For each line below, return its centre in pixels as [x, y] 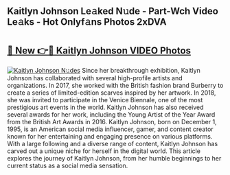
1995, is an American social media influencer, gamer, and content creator [111, 129]
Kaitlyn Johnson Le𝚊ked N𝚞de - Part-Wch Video [113, 11]
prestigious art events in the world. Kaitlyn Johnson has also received [105, 107]
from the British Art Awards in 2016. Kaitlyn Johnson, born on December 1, [112, 122]
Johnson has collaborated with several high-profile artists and [95, 78]
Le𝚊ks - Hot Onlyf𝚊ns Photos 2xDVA [87, 22]
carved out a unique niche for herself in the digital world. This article [104, 151]
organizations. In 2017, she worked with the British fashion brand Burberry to [115, 85]
